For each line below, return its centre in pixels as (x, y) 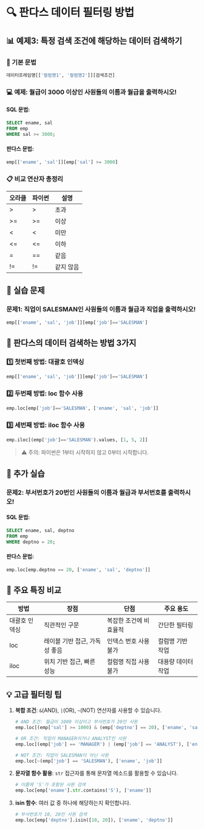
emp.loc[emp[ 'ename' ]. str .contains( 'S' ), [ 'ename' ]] (83, 791)
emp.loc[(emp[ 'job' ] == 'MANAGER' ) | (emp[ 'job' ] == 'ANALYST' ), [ (102, 744)
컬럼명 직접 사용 (128, 662)
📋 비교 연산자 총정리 (35, 179)
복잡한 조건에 (125, 621)
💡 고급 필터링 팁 (34, 695)
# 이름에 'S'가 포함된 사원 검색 (50, 785)
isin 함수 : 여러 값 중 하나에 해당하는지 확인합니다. (73, 803)
